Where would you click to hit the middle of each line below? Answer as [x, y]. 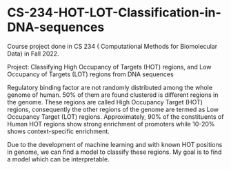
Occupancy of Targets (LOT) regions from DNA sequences [90, 74]
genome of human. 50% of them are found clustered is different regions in [113, 95]
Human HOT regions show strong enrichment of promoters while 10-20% [111, 124]
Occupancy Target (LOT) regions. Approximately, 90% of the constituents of [115, 116]
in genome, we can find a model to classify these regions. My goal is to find [114, 152]
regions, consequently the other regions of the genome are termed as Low [113, 109]
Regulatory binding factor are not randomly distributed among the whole [110, 87]
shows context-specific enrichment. [59, 131]
